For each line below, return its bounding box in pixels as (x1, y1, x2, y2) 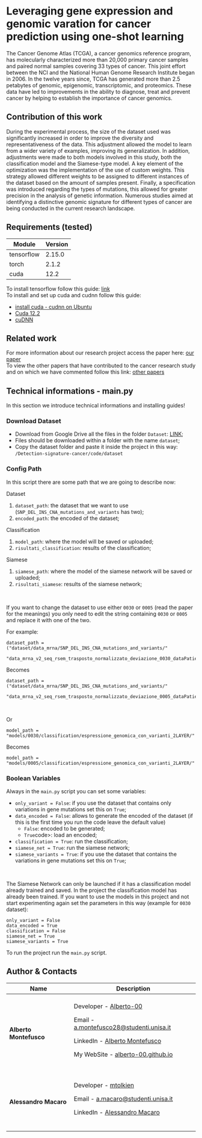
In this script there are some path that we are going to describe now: (6, 478, 176, 486)
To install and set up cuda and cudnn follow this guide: (6, 291, 141, 298)
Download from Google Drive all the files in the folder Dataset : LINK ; (14, 430, 183, 438)
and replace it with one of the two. (6, 616, 91, 623)
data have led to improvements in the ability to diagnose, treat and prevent (6, 88, 191, 95)
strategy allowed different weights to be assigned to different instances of (6, 173, 189, 180)
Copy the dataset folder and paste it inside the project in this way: (14, 444, 179, 451)
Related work (6, 333, 57, 344)
